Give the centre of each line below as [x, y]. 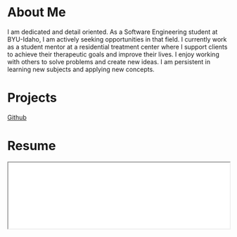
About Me [37, 12]
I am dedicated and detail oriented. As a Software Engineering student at [113, 32]
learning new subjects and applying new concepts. [81, 69]
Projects [32, 98]
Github [17, 117]
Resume [32, 146]
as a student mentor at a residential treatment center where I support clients [117, 47]
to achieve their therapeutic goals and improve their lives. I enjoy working [113, 54]
